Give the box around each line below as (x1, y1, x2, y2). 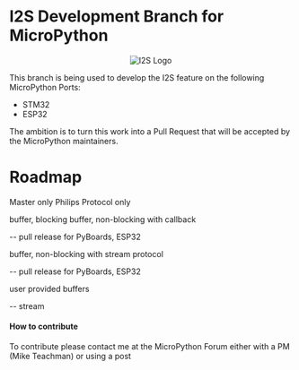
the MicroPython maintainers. (9, 135, 119, 146)
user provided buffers (9, 283, 90, 294)
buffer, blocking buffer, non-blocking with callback (9, 213, 197, 225)
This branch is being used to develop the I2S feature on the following (9, 72, 265, 82)
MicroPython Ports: (9, 82, 81, 92)
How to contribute (9, 321, 79, 332)
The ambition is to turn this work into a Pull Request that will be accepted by (9, 125, 290, 136)
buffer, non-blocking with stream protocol (9, 248, 164, 259)
